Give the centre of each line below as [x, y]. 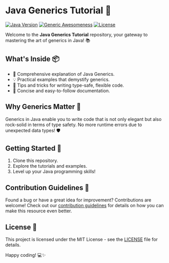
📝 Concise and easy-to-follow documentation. [61, 90]
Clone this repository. [35, 160]
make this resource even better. [39, 211]
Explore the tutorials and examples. [50, 166]
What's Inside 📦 [33, 59]
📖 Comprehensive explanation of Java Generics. [64, 74]
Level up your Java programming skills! [54, 172]
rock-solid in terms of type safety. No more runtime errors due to [74, 125]
